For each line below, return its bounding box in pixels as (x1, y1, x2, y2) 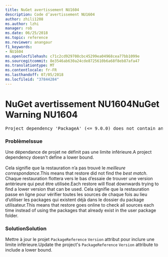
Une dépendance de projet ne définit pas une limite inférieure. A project (5, 149, 152, 155)
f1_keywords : (5, 44, 32, 49)
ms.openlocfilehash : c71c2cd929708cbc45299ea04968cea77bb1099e (5, 53, 140, 59)
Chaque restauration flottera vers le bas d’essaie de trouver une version (5, 175, 153, 181)
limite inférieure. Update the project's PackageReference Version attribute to (5, 242, 158, 248)
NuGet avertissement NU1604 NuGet (5, 98, 160, 110)
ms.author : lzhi (5, 21, 39, 26)
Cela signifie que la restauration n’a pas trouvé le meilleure (5, 165, 126, 171)
